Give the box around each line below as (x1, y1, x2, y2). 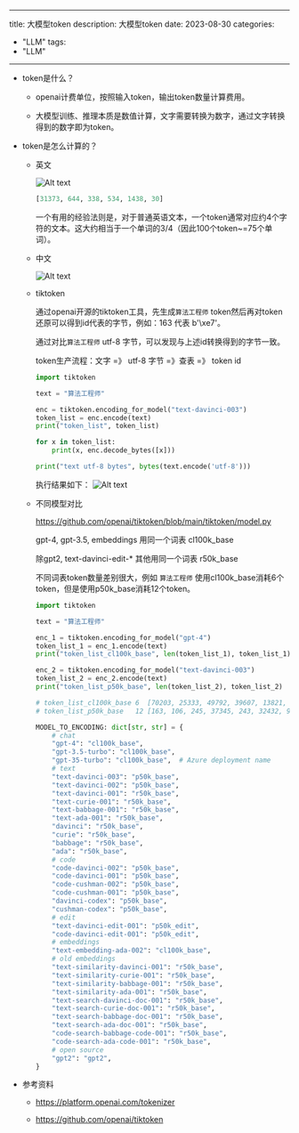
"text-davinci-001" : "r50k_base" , (52, 789, 180, 797)
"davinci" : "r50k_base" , (52, 822, 144, 831)
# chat (52, 731, 77, 740)
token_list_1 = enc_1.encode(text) (35, 642, 167, 651)
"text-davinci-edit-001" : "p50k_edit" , (52, 921, 200, 930)
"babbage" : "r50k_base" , (52, 838, 144, 847)
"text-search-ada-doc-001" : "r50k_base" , (52, 1021, 207, 1030)
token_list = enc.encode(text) (35, 413, 152, 423)
